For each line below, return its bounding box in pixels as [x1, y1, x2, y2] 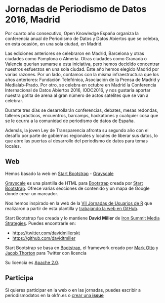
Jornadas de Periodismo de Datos [5, 3, 147, 15]
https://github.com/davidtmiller [12, 235, 76, 241]
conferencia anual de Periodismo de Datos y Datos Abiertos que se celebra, [5, 36, 160, 42]
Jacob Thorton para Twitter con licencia [5, 250, 87, 256]
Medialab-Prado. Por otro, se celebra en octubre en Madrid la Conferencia [5, 82, 157, 87]
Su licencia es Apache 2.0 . [5, 260, 59, 265]
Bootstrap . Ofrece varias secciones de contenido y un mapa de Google [5, 185, 150, 191]
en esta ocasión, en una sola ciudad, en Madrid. [5, 41, 103, 46]
